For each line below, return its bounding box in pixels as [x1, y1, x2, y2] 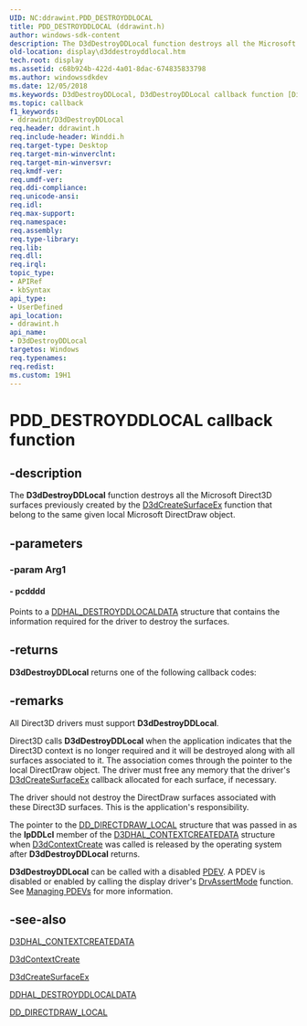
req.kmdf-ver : [9, 166, 64, 176]
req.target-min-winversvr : [9, 157, 112, 167]
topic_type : [9, 269, 55, 278]
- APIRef [9, 277, 43, 286]
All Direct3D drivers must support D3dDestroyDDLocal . [9, 717, 219, 728]
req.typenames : [9, 353, 68, 362]
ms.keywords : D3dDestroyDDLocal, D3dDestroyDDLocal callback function [9, 90, 284, 99]
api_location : [9, 311, 64, 320]
